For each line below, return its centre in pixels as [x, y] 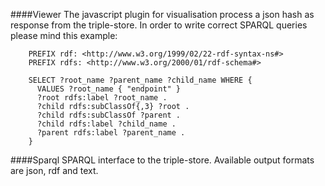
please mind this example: [64, 35]
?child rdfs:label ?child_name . [106, 124]
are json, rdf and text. [54, 170]
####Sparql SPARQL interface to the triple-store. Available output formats [162, 160]
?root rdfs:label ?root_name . [102, 98]
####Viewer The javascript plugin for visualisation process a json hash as [162, 14]
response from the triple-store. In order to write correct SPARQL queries [159, 25]
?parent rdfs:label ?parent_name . [111, 133]
